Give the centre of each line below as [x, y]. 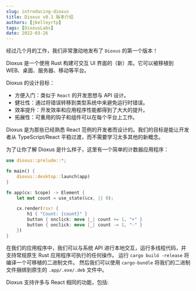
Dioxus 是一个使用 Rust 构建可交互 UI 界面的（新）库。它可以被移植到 [90, 63]
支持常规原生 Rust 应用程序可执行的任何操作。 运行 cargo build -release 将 [98, 255]
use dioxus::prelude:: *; [36, 161]
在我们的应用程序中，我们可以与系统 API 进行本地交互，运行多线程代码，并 [96, 248]
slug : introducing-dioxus [37, 11]
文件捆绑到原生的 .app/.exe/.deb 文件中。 [57, 269]
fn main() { [20, 171]
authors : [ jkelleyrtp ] [34, 22]
